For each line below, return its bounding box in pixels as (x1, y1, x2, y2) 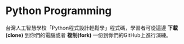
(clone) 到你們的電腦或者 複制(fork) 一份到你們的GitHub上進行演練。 (5, 31, 172, 39)
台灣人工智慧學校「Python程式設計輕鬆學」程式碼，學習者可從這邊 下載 (5, 24, 178, 31)
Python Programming (5, 4, 112, 18)
